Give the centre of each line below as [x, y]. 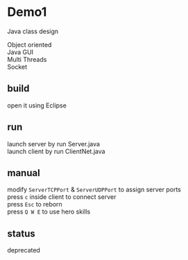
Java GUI [20, 52]
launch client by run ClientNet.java [56, 151]
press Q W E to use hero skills [49, 211]
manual [24, 173]
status [22, 233]
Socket [17, 67]
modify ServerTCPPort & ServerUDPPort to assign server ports [94, 190]
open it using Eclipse [37, 105]
